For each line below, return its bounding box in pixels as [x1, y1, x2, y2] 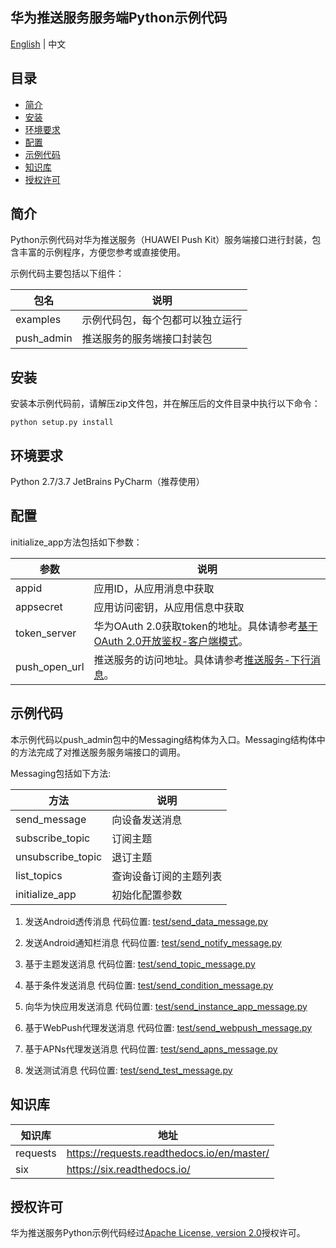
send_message [15, 812, 87, 826]
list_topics [15, 868, 63, 882]
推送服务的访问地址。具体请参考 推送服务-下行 [93, 653, 311, 667]
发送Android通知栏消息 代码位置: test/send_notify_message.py [24, 936, 282, 948]
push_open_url [15, 659, 85, 673]
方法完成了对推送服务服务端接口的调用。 [18, 746, 186, 758]
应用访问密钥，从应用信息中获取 [93, 600, 245, 614]
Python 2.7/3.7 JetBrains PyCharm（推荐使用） [10, 476, 205, 488]
